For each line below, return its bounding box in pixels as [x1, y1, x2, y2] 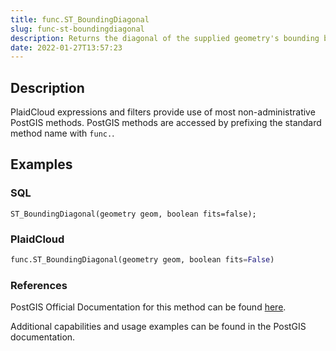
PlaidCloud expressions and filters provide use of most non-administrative [10, 106, 316, 118]
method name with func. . [10, 127, 115, 140]
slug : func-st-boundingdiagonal [10, 24, 145, 34]
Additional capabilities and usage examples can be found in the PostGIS [10, 321, 307, 333]
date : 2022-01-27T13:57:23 [10, 42, 123, 53]
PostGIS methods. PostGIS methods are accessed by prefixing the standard [10, 117, 322, 129]
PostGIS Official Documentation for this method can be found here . [10, 301, 287, 313]
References [10, 278, 68, 292]
